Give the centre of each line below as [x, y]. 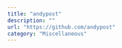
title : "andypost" [34, 14]
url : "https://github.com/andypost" [61, 27]
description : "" [31, 20]
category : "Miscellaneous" [47, 34]
